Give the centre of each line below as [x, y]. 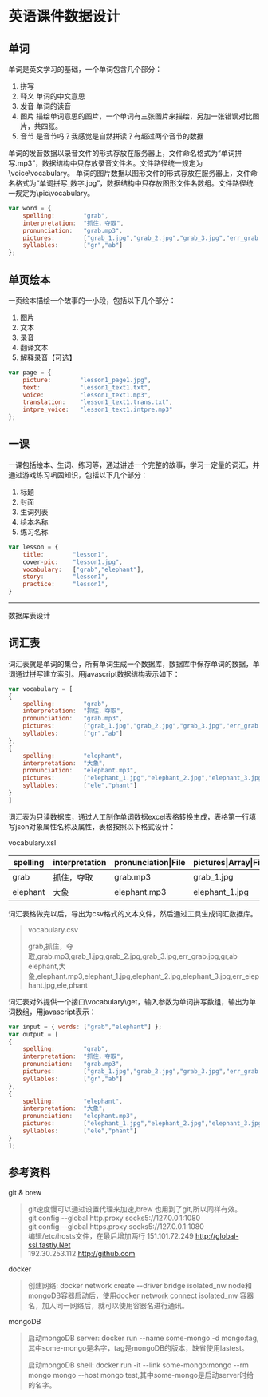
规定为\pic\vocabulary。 [55, 193]
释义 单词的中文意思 [52, 96]
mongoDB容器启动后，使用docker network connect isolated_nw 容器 [141, 1295]
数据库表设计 [29, 615]
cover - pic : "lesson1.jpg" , [73, 562]
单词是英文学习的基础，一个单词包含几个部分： [85, 69]
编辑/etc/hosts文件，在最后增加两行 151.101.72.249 [110, 1235]
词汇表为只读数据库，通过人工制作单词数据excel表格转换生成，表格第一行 [129, 816]
